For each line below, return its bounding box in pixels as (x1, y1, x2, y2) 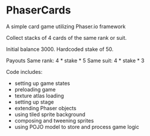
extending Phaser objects (14, 104, 77, 111)
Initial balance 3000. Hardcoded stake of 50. (6, 45, 114, 53)
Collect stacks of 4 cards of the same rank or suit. (6, 34, 127, 41)
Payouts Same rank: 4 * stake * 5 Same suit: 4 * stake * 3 (6, 57, 145, 64)
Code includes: (6, 68, 43, 75)
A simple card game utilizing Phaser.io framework (6, 23, 126, 30)
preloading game (14, 86, 56, 93)
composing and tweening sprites (14, 117, 94, 124)
